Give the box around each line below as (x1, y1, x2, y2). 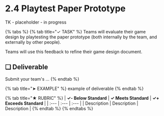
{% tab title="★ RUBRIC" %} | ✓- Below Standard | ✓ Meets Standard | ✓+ (5, 95, 160, 101)
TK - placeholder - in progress (5, 19, 67, 25)
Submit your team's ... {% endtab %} (5, 76, 80, 82)
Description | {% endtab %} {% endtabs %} (5, 105, 93, 111)
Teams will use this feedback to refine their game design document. (5, 49, 142, 55)
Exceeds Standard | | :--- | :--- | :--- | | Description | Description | (5, 100, 138, 106)
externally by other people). (5, 39, 61, 45)
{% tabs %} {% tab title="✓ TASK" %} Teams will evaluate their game (5, 29, 146, 34)
